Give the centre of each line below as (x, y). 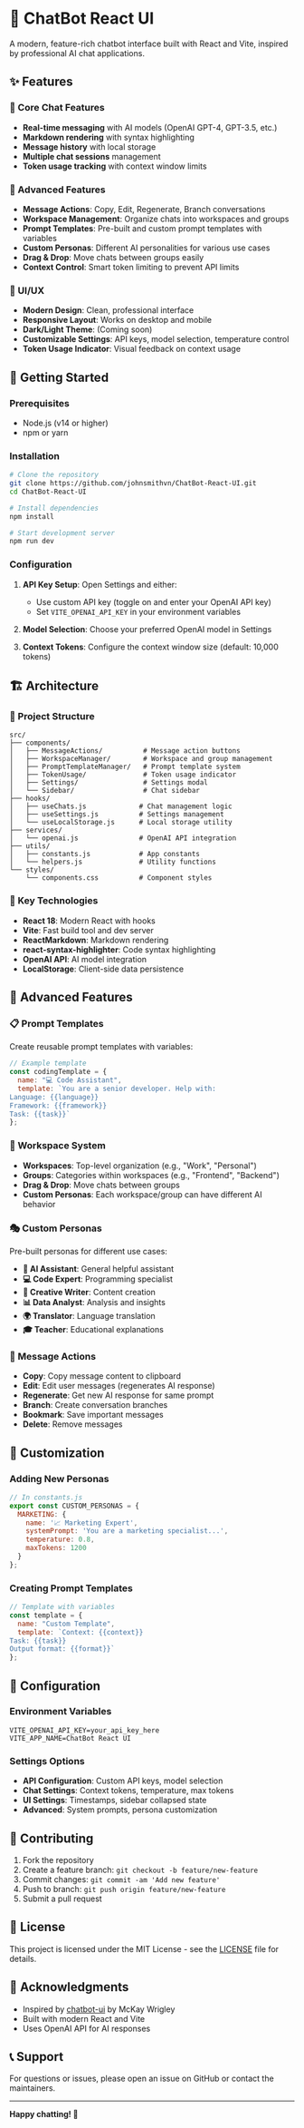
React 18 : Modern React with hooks (89, 921)
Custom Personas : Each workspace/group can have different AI (142, 1194)
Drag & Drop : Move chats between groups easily (113, 257)
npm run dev (32, 542)
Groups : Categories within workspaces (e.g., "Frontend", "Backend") (151, 1175)
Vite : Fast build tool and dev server (88, 930)
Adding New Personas (59, 1479)
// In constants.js (46, 1497)
